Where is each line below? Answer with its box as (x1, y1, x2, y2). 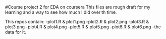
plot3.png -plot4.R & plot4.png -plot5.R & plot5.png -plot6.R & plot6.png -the (5, 24, 161, 30)
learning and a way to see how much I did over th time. (5, 9, 117, 15)
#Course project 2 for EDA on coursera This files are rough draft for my (5, 4, 151, 10)
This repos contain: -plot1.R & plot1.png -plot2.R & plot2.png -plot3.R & (5, 19, 149, 24)
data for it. (5, 29, 26, 35)
